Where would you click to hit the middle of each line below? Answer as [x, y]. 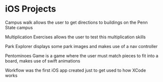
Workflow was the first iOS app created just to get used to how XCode [76, 70]
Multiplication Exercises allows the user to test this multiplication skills [75, 37]
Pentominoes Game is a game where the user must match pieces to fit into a [82, 56]
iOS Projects [31, 9]
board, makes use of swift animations [43, 61]
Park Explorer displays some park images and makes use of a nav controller [81, 46]
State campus [19, 27]
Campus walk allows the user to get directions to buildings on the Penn [76, 22]
